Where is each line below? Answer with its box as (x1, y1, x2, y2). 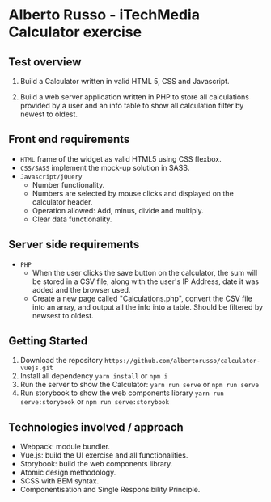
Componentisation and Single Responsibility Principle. (19, 485, 201, 495)
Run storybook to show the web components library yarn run (19, 388, 224, 398)
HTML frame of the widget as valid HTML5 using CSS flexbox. (19, 154, 222, 163)
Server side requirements (8, 238, 140, 251)
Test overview (8, 55, 82, 69)
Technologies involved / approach (8, 420, 184, 434)
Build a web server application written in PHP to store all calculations (19, 92, 249, 102)
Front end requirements (8, 133, 130, 146)
